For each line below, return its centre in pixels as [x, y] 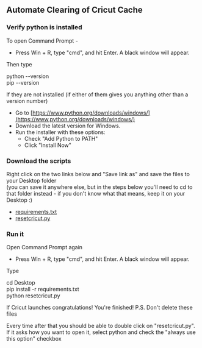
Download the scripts [39, 161]
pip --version [23, 82]
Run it [15, 234]
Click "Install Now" [48, 145]
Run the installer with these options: [60, 132]
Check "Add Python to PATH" [61, 138]
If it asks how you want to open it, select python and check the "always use [101, 332]
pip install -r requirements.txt [43, 289]
